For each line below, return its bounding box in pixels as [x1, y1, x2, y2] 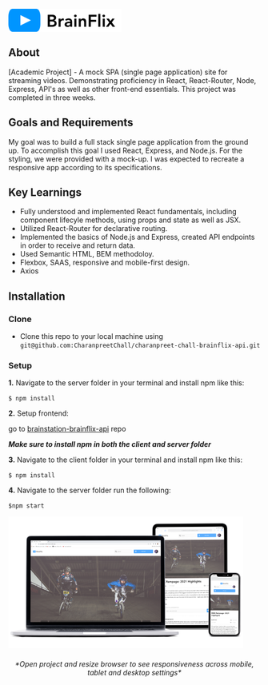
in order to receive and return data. [19, 241, 136, 250]
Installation [8, 289, 66, 303]
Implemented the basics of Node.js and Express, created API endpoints [19, 233, 255, 242]
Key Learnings [8, 185, 82, 200]
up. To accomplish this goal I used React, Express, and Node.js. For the [8, 145, 243, 155]
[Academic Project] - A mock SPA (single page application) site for [8, 67, 228, 77]
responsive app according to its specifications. [8, 162, 162, 172]
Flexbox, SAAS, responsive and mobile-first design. [19, 257, 190, 268]
